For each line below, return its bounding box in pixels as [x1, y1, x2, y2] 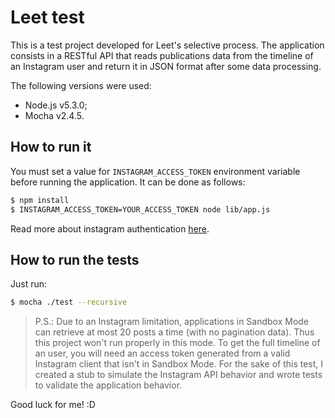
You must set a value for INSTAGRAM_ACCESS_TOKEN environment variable [10, 165, 301, 177]
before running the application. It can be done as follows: [10, 176, 246, 188]
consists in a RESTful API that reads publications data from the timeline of [10, 49, 314, 61]
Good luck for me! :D [10, 399, 96, 411]
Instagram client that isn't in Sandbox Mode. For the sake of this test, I [34, 358, 324, 370]
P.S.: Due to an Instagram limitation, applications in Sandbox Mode [34, 316, 310, 328]
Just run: [10, 278, 48, 290]
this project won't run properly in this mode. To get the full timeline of [34, 337, 321, 349]
